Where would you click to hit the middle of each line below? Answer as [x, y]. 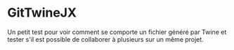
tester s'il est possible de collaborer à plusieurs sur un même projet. [105, 39]
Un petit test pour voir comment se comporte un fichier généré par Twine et [117, 32]
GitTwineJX [42, 13]
